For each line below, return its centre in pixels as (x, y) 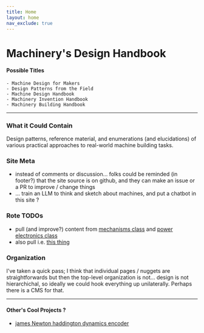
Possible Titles (25, 70)
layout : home (23, 18)
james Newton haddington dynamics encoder (72, 323)
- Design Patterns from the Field (50, 89)
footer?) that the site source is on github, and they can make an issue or (105, 180)
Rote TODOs (25, 216)
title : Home (21, 12)
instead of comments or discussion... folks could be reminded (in (96, 174)
